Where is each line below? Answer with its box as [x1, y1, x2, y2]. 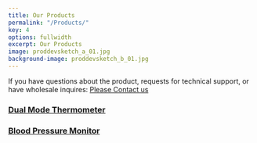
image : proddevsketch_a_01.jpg [8, 48, 110, 55]
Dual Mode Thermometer [8, 104, 106, 115]
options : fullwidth [8, 33, 72, 41]
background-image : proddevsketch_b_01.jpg [8, 55, 149, 63]
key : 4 [8, 26, 30, 34]
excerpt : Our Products [8, 41, 82, 48]
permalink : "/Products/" [8, 19, 89, 27]
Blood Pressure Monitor [8, 125, 100, 136]
